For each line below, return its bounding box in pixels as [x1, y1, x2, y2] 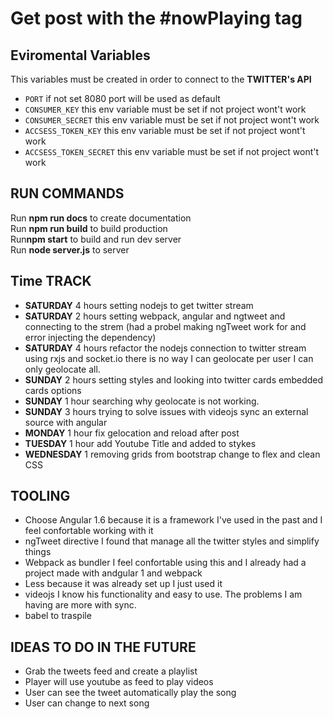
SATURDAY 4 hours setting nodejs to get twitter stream [24, 299, 254, 311]
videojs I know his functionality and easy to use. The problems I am [24, 588, 303, 601]
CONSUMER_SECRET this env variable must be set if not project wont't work [24, 114, 320, 126]
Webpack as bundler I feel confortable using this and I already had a [24, 557, 307, 569]
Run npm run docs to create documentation [10, 212, 192, 224]
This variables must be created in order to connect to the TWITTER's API [10, 73, 312, 85]
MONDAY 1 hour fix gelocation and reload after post [24, 427, 240, 439]
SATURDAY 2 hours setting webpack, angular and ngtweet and [24, 310, 286, 322]
